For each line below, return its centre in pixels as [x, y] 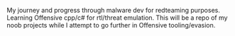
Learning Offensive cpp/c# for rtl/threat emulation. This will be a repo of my [117, 18]
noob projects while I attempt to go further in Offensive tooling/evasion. [111, 25]
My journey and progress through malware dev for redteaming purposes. [114, 10]
